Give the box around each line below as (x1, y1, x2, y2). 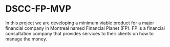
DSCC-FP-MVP (5, 3, 72, 15)
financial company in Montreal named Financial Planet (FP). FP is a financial (5, 25, 165, 31)
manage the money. (5, 36, 48, 42)
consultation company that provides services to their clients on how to (5, 30, 154, 36)
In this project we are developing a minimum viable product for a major (5, 20, 155, 26)
